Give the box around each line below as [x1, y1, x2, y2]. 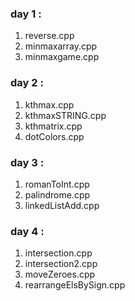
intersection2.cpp [24, 258, 98, 270]
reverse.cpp [24, 30, 75, 42]
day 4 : [10, 224, 45, 238]
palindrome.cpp [24, 188, 91, 201]
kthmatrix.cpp [24, 120, 83, 132]
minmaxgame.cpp [24, 51, 100, 63]
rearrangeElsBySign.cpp [24, 279, 126, 291]
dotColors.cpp [24, 130, 85, 142]
